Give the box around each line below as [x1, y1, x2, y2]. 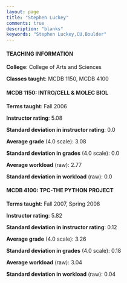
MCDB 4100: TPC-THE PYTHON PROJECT [6, 187, 114, 194]
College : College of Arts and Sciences [6, 63, 102, 71]
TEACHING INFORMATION [6, 50, 74, 57]
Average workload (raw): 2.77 [6, 161, 82, 168]
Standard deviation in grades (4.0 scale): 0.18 [6, 247, 122, 254]
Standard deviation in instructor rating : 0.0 [6, 126, 116, 133]
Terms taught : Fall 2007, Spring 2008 [6, 200, 100, 207]
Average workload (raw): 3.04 [6, 258, 83, 266]
